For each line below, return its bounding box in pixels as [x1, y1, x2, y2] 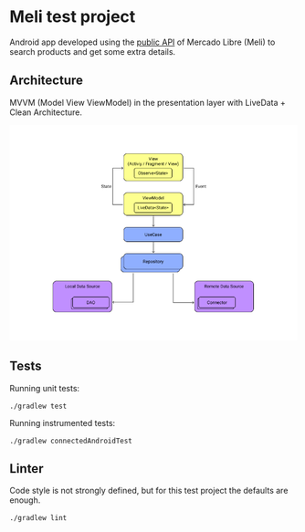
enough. [9, 495, 41, 506]
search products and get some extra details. [9, 46, 176, 57]
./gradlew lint [9, 514, 68, 523]
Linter [9, 461, 44, 476]
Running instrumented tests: [9, 417, 116, 428]
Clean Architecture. [9, 107, 83, 118]
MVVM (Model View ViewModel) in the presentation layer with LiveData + [9, 97, 286, 108]
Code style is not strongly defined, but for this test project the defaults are [9, 485, 289, 496]
